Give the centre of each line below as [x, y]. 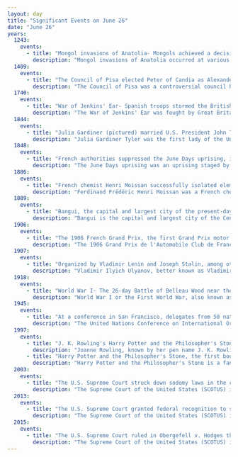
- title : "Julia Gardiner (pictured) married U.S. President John [126, 132]
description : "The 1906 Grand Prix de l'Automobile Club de [123, 244]
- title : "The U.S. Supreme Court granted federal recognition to [126, 409]
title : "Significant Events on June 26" [68, 21]
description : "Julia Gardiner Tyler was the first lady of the [128, 139]
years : [17, 34]
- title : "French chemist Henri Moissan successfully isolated [121, 185]
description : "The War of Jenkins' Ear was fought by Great [123, 113]
